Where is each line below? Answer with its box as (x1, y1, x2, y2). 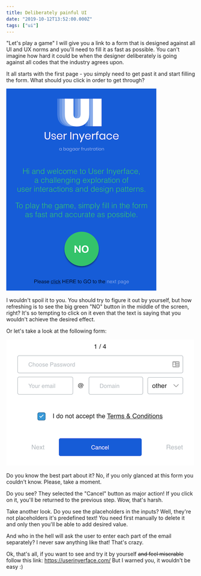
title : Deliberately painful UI (6, 10, 87, 16)
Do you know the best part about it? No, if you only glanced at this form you (6, 472, 194, 479)
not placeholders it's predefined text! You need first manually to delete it (6, 514, 185, 522)
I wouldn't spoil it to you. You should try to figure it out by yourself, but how (6, 297, 192, 304)
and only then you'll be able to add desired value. (6, 521, 128, 528)
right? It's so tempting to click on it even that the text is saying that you (6, 309, 181, 317)
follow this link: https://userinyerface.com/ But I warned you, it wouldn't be (6, 557, 191, 564)
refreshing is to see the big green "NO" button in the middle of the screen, (6, 303, 190, 311)
